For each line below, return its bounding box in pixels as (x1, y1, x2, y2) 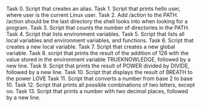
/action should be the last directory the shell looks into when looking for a (6, 18, 188, 25)
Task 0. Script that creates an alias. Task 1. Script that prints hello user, (6, 5, 181, 12)
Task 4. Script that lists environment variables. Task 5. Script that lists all (6, 30, 185, 38)
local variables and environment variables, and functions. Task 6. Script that (6, 37, 194, 44)
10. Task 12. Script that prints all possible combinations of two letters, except (6, 81, 195, 88)
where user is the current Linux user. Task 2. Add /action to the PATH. (6, 11, 179, 19)
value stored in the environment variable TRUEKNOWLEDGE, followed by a (6, 56, 191, 63)
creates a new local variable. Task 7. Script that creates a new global (6, 43, 175, 50)
